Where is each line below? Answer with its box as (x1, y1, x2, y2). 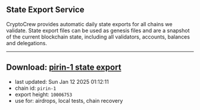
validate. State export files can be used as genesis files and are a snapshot (6, 27, 190, 34)
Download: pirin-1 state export (6, 62, 121, 73)
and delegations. (6, 39, 48, 46)
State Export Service (6, 5, 85, 15)
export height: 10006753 (14, 90, 73, 98)
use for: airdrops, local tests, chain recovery (14, 97, 123, 104)
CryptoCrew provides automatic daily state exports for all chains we (6, 20, 173, 27)
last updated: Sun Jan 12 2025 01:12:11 (14, 78, 109, 85)
